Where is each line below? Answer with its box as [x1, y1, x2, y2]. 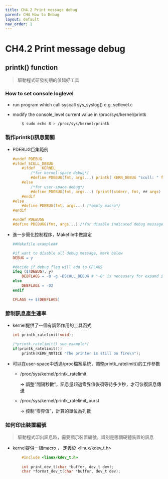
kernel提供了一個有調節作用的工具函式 [12, 322, 92, 328]
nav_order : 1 [5, 21, 33, 27]
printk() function [5, 63, 58, 72]
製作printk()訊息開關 [5, 134, 55, 141]
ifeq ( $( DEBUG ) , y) [12, 269, 54, 274]
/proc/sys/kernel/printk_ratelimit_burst [20, 397, 99, 403]
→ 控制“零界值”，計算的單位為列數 [20, 408, 91, 414]
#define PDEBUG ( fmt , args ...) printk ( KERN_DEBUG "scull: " [31, 175, 159, 181]
